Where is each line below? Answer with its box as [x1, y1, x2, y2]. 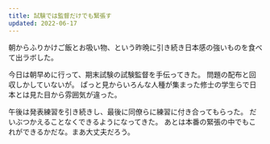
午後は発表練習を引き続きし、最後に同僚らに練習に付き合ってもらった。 [8, 106, 248, 117]
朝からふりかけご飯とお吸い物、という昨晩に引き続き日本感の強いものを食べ [8, 42, 263, 52]
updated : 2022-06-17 [8, 19, 78, 27]
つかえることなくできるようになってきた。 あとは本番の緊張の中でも [22, 117, 250, 126]
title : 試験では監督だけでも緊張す [8, 11, 112, 20]
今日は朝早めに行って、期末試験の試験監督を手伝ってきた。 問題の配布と [8, 69, 250, 79]
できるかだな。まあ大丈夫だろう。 [22, 126, 135, 137]
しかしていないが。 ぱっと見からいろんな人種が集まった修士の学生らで [15, 80, 250, 89]
